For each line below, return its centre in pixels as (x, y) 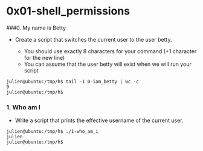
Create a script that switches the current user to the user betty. (93, 39)
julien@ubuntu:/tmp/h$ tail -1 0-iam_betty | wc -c (72, 82)
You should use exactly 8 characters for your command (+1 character (110, 51)
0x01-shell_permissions (68, 11)
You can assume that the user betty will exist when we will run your (108, 64)
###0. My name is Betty (36, 28)
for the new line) (44, 57)
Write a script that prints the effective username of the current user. (99, 120)
